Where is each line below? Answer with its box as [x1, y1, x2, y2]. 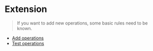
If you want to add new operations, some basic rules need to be [16, 20, 148, 26]
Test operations [11, 40, 44, 46]
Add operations [11, 35, 44, 41]
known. [16, 25, 32, 31]
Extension [4, 3, 47, 15]
